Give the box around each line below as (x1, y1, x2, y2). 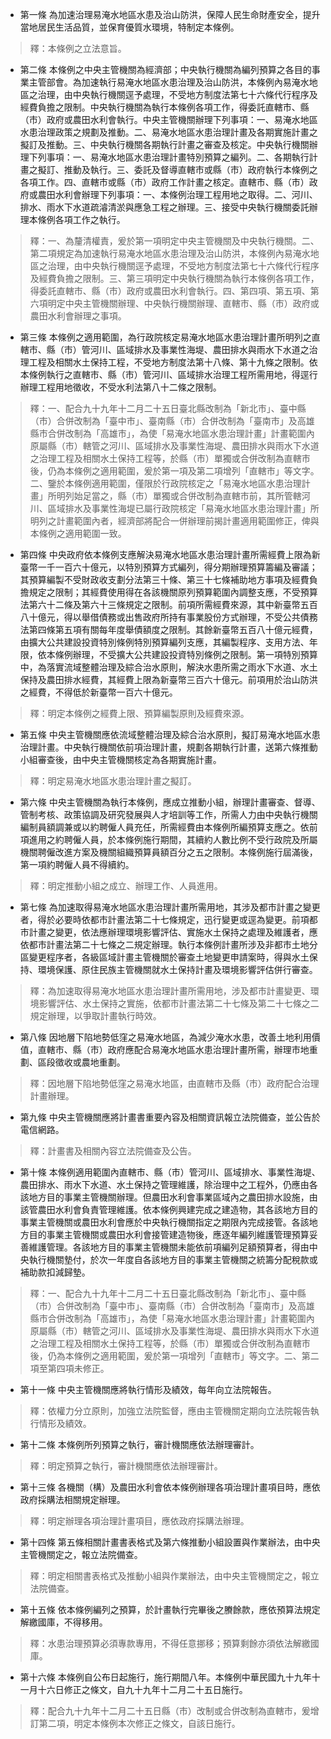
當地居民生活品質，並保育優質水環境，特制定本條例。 (19, 21, 240, 33)
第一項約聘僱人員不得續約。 (19, 859, 135, 870)
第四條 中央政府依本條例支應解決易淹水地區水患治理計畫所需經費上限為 (19, 549, 312, 560)
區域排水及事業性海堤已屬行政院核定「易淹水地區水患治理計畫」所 (47, 503, 320, 514)
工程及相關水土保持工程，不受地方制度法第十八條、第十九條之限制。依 (28, 356, 318, 368)
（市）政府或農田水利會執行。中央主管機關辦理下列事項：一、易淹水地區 (19, 114, 318, 125)
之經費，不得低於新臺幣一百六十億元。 (19, 686, 178, 698)
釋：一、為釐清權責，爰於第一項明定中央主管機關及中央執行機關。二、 (29, 235, 320, 247)
